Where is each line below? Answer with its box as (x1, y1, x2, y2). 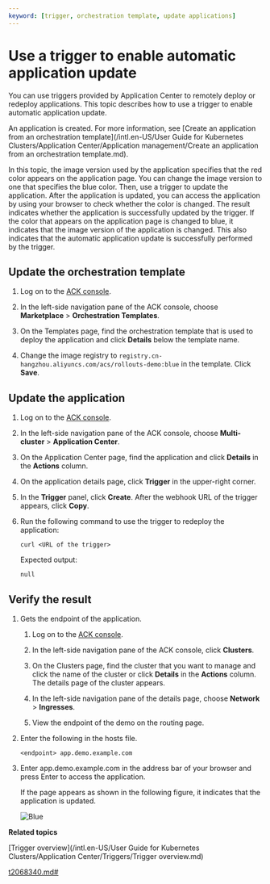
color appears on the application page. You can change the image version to (8, 173, 263, 182)
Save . (19, 368, 40, 378)
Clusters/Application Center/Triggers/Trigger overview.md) (8, 852, 204, 861)
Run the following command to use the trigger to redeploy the (19, 517, 225, 526)
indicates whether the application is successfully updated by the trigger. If (8, 207, 255, 217)
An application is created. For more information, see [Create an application (8, 123, 256, 133)
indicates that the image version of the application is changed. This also (8, 224, 247, 234)
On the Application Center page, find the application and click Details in (19, 453, 260, 463)
